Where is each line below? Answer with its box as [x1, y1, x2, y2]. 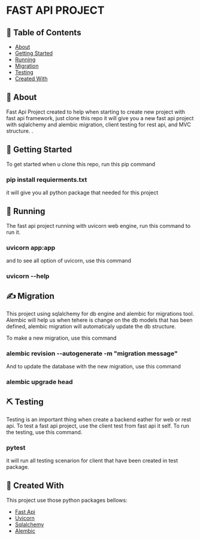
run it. [6, 228, 21, 236]
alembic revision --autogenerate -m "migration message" [6, 349, 178, 358]
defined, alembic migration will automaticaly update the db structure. [6, 322, 177, 330]
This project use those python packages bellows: [6, 496, 128, 504]
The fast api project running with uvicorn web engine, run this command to [6, 222, 190, 229]
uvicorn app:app [6, 243, 56, 252]
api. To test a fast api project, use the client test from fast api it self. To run [6, 422, 190, 429]
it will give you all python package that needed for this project [6, 189, 159, 196]
